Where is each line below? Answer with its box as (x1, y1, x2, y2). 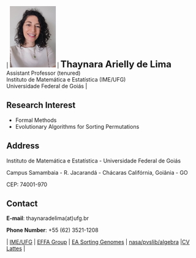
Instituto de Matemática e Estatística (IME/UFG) (6, 76, 126, 83)
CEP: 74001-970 (6, 181, 48, 188)
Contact (6, 199, 38, 209)
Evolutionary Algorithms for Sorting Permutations (15, 123, 140, 130)
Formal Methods (15, 116, 57, 124)
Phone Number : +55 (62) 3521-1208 (6, 227, 99, 234)
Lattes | (6, 245, 26, 252)
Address (6, 141, 40, 151)
